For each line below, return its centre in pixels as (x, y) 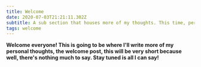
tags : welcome (24, 28)
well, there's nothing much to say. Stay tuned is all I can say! (83, 58)
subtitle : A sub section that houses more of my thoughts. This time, (96, 23)
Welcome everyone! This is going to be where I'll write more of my (90, 45)
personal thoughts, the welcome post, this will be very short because (94, 52)
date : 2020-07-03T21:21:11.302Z (46, 17)
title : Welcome (25, 12)
